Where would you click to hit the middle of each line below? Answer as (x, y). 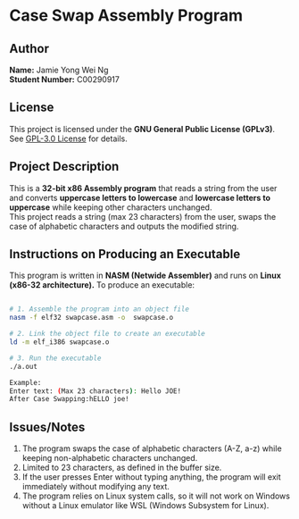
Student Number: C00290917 (65, 80)
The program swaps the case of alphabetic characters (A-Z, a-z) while (152, 448)
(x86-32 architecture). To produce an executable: (102, 285)
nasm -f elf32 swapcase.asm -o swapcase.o (91, 318)
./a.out (24, 366)
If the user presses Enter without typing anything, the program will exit (151, 477)
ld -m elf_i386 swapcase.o (59, 342)
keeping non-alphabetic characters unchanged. (110, 458)
